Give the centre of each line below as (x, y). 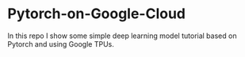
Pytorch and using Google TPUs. (61, 44)
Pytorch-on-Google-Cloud (97, 14)
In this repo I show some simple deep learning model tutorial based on (122, 36)
